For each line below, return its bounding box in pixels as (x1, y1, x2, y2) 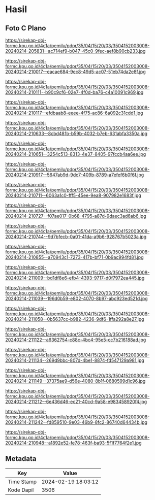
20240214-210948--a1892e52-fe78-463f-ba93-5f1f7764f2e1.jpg (5, 440, 142, 446)
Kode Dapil (8, 486, 34, 493)
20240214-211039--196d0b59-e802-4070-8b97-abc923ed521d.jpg (5, 295, 148, 302)
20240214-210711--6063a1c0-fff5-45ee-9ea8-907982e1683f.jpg (5, 192, 141, 198)
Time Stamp (8, 478, 37, 485)
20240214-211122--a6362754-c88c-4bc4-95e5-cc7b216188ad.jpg (5, 337, 146, 343)
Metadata (5, 454, 37, 463)
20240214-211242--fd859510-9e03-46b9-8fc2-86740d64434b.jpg (5, 419, 147, 425)
